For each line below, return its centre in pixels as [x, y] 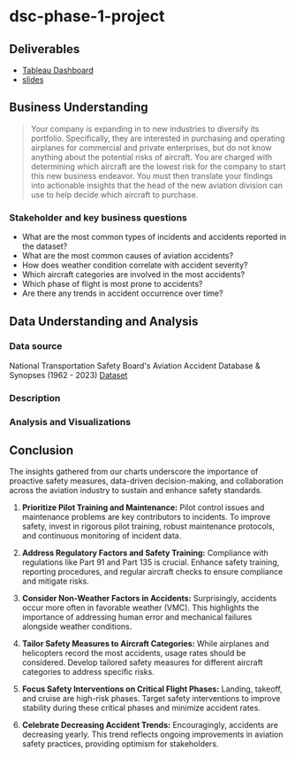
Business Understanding [79, 108]
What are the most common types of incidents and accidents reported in [154, 237]
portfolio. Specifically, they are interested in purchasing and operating [158, 138]
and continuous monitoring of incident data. [102, 536]
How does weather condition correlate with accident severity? [135, 265]
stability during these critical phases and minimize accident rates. [141, 708]
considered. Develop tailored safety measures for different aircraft [142, 662]
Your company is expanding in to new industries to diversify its [145, 128]
